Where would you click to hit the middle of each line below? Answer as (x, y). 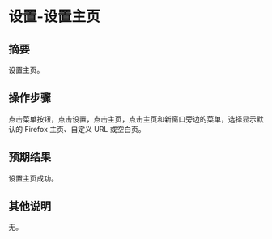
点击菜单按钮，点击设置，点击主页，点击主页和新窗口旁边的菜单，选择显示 (132, 119)
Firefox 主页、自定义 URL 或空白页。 (85, 129)
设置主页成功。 (33, 178)
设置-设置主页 (55, 17)
